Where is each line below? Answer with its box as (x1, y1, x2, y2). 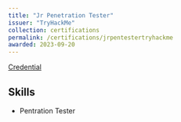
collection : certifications (8, 26, 100, 34)
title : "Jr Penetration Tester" (8, 11, 114, 20)
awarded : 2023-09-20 (8, 41, 76, 49)
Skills (8, 85, 35, 98)
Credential (8, 62, 42, 72)
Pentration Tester (19, 105, 76, 115)
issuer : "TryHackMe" (8, 19, 76, 27)
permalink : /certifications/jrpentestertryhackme (8, 33, 174, 42)
